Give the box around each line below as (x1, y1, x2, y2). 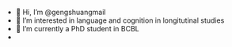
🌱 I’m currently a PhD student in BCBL (15, 24, 140, 33)
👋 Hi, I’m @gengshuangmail (15, 8, 106, 16)
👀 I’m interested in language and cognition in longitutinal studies (15, 16, 225, 25)
